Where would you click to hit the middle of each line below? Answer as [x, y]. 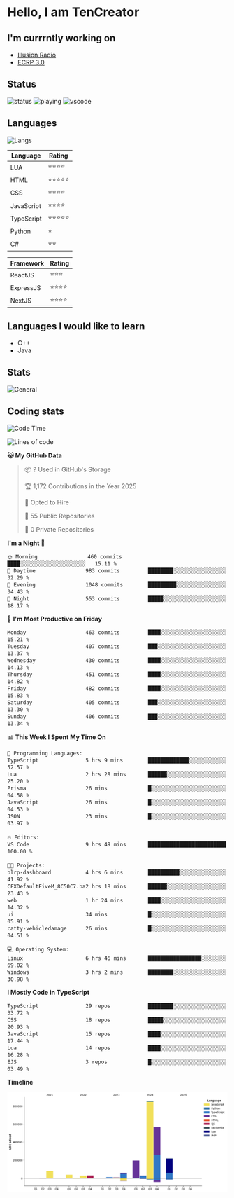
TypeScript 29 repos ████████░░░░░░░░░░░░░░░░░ [117, 1006]
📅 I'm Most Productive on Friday [55, 619]
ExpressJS [25, 287]
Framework [27, 263]
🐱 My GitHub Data [35, 455]
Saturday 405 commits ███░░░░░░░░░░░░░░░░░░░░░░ [117, 702]
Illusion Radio [37, 55]
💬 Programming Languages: [45, 753]
